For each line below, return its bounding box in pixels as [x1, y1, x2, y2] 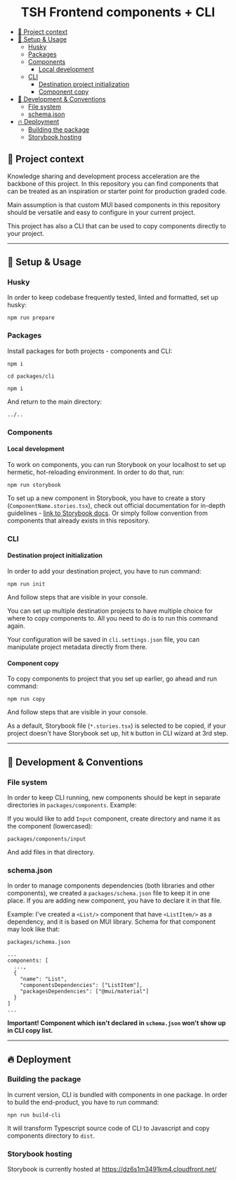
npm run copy [7, 695, 46, 703]
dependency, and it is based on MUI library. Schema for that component [7, 917, 216, 926]
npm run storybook [7, 481, 61, 488]
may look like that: [7, 925, 60, 933]
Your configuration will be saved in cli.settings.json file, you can [7, 635, 200, 643]
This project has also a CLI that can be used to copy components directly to [7, 221, 226, 230]
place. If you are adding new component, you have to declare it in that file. [7, 896, 223, 905]
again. [7, 621, 26, 630]
